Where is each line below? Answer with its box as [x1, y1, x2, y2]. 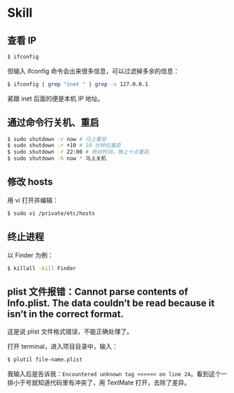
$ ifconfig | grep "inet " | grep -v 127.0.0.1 [7, 80, 149, 88]
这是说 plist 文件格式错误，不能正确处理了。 [7, 327, 133, 336]
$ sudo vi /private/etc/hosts [7, 209, 96, 217]
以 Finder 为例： [7, 251, 54, 259]
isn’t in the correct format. [7, 308, 124, 320]
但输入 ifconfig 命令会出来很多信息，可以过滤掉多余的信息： [7, 66, 180, 75]
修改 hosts [7, 176, 53, 188]
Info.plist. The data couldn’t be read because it [7, 297, 215, 309]
